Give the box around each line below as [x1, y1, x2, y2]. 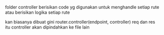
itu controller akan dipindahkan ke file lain [5, 24, 90, 30]
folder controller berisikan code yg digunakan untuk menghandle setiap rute [5, 4, 160, 10]
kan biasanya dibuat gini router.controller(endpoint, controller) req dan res [5, 19, 155, 25]
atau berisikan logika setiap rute [5, 9, 70, 15]
